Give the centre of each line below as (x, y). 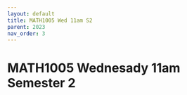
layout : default (31, 14)
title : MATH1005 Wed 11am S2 (50, 20)
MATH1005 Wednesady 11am (94, 68)
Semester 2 (41, 83)
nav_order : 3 (26, 33)
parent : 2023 (26, 27)
